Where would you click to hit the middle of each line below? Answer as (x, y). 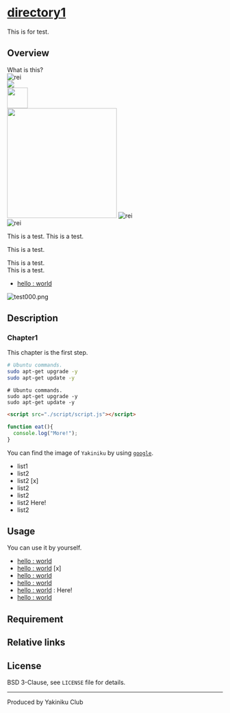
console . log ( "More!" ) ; (46, 433)
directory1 (37, 13)
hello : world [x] (39, 568)
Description (33, 318)
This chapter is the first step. (48, 353)
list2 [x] (28, 480)
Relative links (36, 643)
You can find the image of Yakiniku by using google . (80, 453)
